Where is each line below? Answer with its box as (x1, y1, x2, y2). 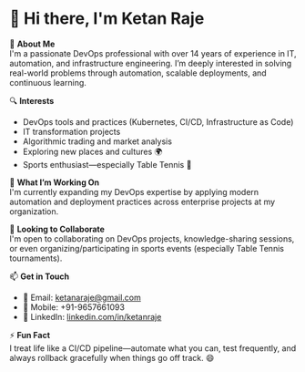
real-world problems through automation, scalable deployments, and (9, 67, 267, 78)
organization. (9, 205, 59, 217)
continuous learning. (9, 77, 86, 88)
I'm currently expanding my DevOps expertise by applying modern (9, 186, 259, 197)
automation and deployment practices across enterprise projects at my (9, 196, 276, 207)
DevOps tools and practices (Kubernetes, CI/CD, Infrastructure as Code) (22, 116, 294, 127)
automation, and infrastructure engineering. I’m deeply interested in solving (9, 57, 292, 68)
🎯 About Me (9, 38, 56, 49)
